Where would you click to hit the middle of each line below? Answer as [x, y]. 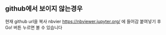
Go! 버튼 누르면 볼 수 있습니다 [34, 27]
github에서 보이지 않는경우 [44, 9]
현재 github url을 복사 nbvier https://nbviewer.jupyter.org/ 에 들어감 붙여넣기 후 [83, 21]
